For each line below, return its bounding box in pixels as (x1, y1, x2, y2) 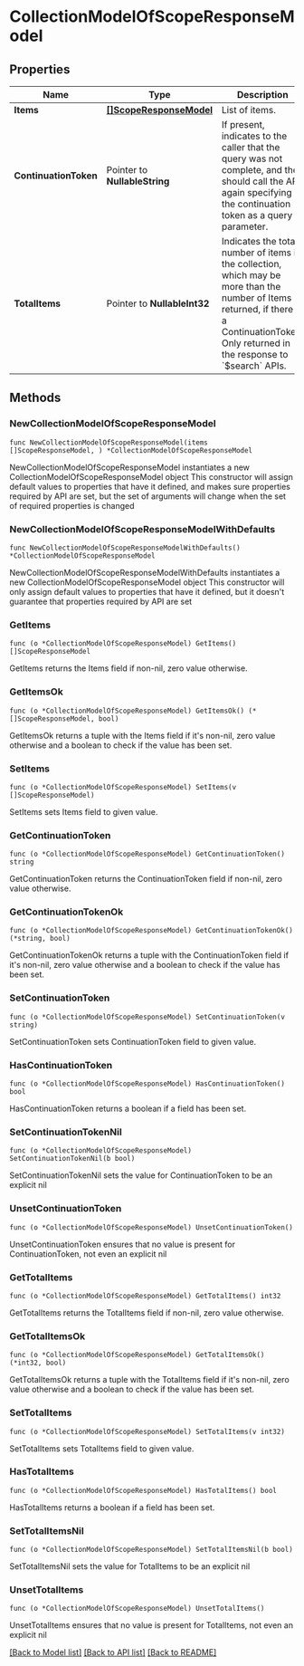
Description (236, 89, 289, 101)
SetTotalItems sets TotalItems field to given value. (9, 1442, 195, 1454)
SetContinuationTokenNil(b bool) (9, 1154, 136, 1163)
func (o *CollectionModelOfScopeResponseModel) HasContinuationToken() (9, 1079, 285, 1088)
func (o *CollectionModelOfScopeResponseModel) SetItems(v (9, 782, 237, 791)
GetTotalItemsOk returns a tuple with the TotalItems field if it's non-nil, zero (9, 1374, 290, 1385)
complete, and (221, 164, 283, 176)
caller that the (221, 141, 280, 153)
